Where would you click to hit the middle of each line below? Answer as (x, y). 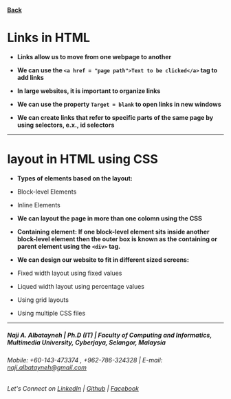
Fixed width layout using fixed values (69, 273)
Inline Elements (38, 205)
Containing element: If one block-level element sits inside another (113, 232)
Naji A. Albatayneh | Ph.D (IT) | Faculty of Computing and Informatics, (109, 335)
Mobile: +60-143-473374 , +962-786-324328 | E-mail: (85, 360)
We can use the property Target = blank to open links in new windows (119, 104)
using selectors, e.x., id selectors (66, 125)
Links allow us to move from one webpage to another (94, 57)
